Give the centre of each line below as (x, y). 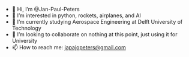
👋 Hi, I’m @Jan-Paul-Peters (46, 9)
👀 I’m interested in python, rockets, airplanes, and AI (76, 15)
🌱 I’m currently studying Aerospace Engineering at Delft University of (97, 22)
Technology (27, 28)
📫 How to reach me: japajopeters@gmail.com (69, 47)
